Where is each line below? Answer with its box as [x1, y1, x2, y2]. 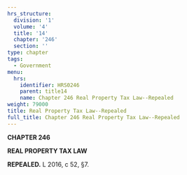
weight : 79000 [7, 101, 49, 108]
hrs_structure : [7, 10, 52, 17]
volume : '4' [13, 23, 49, 30]
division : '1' [13, 17, 55, 24]
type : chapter [7, 50, 49, 56]
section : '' [13, 43, 49, 50]
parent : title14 [20, 88, 68, 95]
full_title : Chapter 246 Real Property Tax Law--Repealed [7, 114, 180, 121]
